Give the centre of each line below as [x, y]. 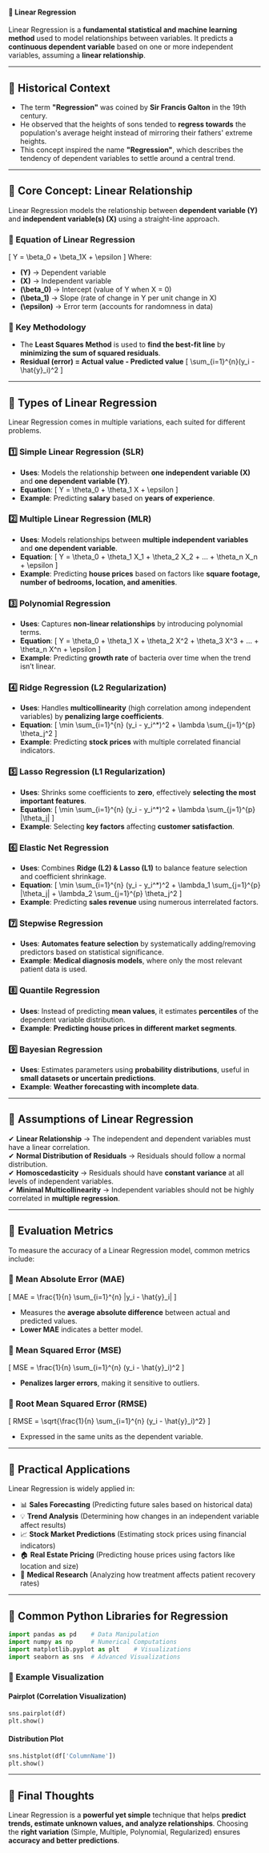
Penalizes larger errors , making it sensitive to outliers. [110, 1383]
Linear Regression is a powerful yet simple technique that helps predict [127, 1815]
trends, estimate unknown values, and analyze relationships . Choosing [128, 1823]
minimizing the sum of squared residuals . [90, 353]
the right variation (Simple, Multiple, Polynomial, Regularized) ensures [124, 1832]
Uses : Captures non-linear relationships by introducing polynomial [131, 624]
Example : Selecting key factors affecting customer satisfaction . [127, 826]
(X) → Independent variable [66, 281]
